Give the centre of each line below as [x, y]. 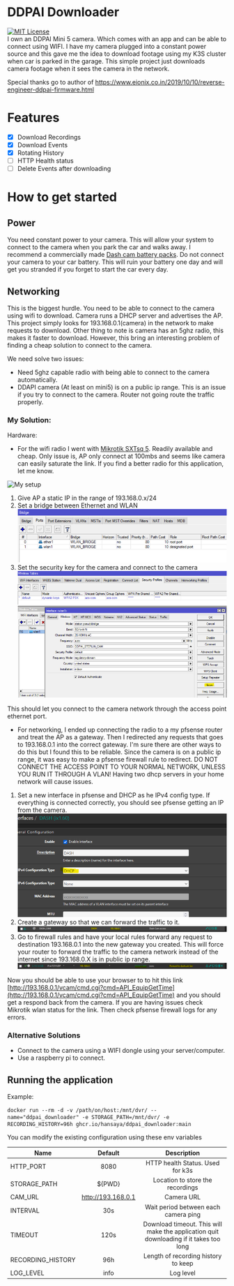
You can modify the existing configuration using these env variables [104, 1137]
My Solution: [29, 420]
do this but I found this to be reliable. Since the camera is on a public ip [119, 752]
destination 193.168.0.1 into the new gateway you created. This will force [120, 945]
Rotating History [40, 153]
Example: [21, 1097]
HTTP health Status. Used [182, 1162]
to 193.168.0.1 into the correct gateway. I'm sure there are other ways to [119, 744]
